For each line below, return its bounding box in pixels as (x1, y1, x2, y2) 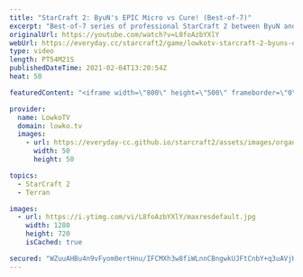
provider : (9, 105, 47, 114)
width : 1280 (25, 221, 70, 230)
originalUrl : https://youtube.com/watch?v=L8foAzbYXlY (9, 30, 220, 39)
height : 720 (25, 229, 70, 239)
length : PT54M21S (9, 55, 75, 64)
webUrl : (9, 38, 39, 48)
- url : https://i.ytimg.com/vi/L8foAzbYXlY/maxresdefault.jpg (17, 213, 256, 222)
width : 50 (32, 146, 70, 156)
